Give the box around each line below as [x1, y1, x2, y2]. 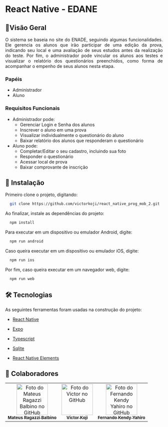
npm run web [9, 276, 35, 281]
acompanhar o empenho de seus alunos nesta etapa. [5, 63, 115, 69]
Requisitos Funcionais [5, 105, 60, 112]
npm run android [9, 239, 43, 244]
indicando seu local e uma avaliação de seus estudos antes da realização [5, 47, 163, 53]
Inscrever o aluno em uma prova [19, 126, 86, 133]
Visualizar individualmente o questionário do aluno [19, 132, 124, 138]
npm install [9, 220, 35, 225]
